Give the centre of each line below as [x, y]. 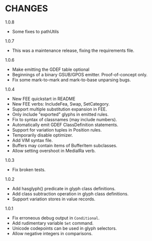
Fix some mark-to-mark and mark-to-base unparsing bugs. [71, 80]
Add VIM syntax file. [32, 140]
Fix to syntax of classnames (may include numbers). [65, 119]
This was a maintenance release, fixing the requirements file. [73, 50]
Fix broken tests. [29, 170]
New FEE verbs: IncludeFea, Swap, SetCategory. [61, 104]
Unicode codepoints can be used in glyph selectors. [64, 228]
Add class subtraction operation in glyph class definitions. [70, 194]
